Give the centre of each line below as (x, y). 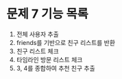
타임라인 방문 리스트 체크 (49, 59)
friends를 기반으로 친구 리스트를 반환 (66, 42)
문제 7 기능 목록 (47, 14)
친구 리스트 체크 (37, 51)
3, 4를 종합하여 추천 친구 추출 (56, 68)
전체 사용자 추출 (37, 34)
